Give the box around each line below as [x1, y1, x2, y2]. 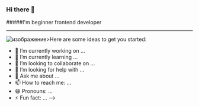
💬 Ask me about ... [14, 72, 60, 79]
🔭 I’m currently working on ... [14, 47, 85, 54]
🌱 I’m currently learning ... [14, 53, 78, 61]
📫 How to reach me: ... [14, 79, 72, 86]
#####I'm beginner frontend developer [6, 19, 102, 26]
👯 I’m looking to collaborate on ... [14, 60, 95, 67]
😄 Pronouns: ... [14, 88, 53, 95]
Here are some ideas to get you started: [49, 36, 147, 43]
